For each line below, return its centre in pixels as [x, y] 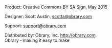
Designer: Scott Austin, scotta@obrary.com [48, 16]
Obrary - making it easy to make [37, 40]
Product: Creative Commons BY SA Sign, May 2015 [56, 7]
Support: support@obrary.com [35, 26]
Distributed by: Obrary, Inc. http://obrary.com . [51, 35]
